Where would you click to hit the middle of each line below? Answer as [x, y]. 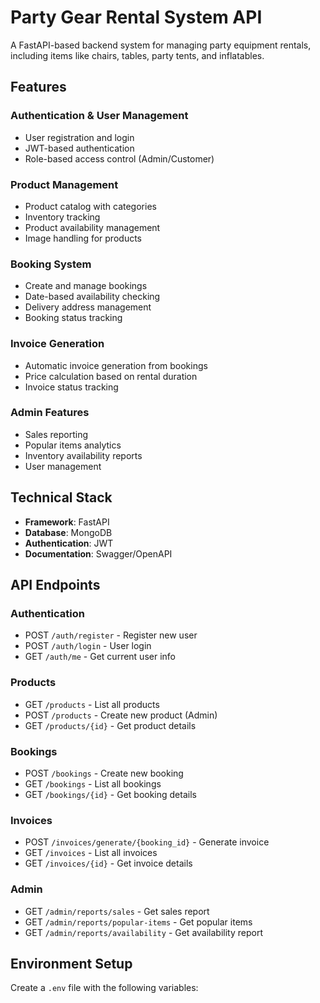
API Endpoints [55, 585]
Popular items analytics [73, 445]
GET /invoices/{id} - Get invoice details [108, 863]
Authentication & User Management [99, 116]
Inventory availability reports [83, 455]
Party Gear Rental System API [136, 17]
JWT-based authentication [79, 148]
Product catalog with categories [90, 206]
